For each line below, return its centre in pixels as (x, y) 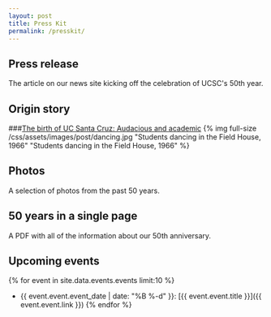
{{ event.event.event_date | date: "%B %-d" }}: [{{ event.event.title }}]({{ (141, 296)
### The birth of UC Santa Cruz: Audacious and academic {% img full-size (133, 128)
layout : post (30, 16)
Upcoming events (54, 261)
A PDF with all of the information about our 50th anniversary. (110, 235)
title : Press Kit (38, 24)
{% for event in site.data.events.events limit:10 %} (92, 281)
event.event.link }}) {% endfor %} (76, 305)
